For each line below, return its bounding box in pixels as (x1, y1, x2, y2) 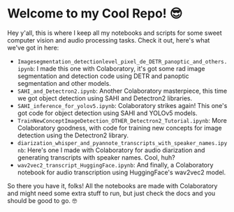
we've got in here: (7, 43, 59, 52)
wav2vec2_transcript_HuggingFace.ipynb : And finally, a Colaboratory (17, 160, 214, 169)
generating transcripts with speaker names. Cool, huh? (17, 153, 176, 162)
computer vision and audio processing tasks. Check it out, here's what (7, 36, 210, 44)
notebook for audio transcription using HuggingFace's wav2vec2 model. (17, 168, 226, 176)
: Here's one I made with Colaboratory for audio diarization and (24, 146, 205, 154)
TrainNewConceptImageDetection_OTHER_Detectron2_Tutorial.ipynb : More (17, 116, 227, 124)
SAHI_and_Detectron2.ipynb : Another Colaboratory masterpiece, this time (17, 86, 228, 95)
